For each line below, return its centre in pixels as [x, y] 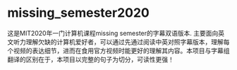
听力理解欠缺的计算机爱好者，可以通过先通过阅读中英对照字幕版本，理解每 [121, 42]
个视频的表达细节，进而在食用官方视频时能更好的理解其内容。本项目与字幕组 [119, 50]
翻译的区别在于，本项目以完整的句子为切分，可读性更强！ [91, 59]
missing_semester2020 [78, 13]
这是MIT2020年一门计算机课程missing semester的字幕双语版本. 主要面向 [113, 33]
